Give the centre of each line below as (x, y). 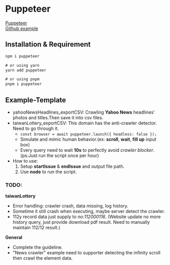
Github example (22, 28)
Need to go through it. (36, 128)
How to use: (25, 161)
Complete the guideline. (38, 247)
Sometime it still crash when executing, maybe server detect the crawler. (89, 211)
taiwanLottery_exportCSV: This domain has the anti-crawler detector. (85, 123)
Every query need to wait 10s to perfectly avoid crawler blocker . (87, 150)
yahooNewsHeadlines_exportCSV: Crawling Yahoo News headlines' (84, 112)
